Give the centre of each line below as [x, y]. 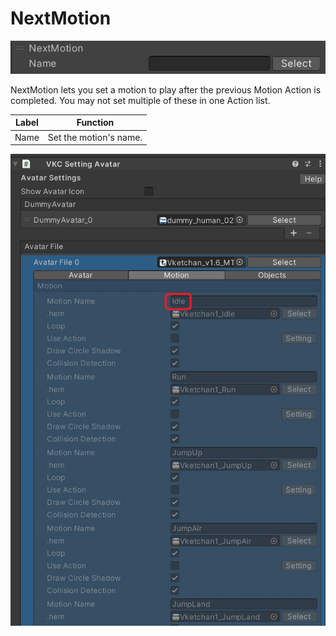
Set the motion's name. [95, 137]
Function [95, 123]
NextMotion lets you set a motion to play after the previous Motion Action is [166, 89]
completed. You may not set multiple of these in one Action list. [140, 100]
